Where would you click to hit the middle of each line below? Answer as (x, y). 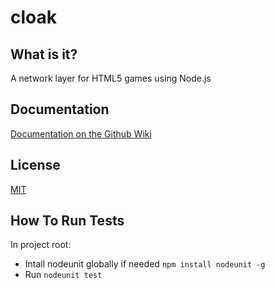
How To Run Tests (67, 221)
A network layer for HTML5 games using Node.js (111, 78)
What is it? (44, 54)
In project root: (41, 245)
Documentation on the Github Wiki (81, 133)
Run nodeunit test (63, 275)
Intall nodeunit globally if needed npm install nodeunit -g (145, 264)
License (35, 165)
